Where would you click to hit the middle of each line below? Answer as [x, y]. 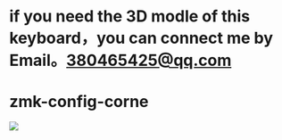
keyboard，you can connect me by [141, 38]
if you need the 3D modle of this [130, 16]
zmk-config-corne [79, 102]
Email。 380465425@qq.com [120, 61]
